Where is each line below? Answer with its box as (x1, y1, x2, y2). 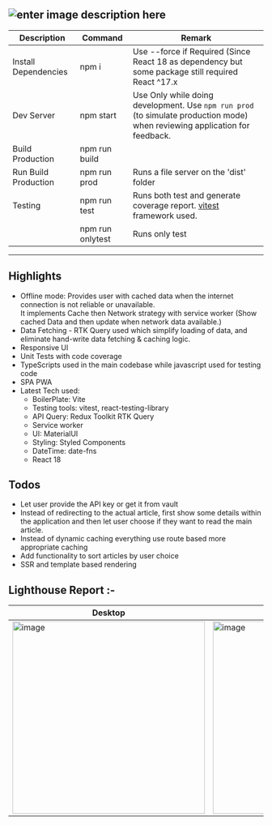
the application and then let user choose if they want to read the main (19, 516, 253, 527)
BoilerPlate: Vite (32, 394, 87, 404)
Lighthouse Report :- (8, 583, 116, 596)
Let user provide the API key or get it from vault (19, 499, 179, 509)
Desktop (91, 607, 125, 618)
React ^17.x (132, 76, 178, 88)
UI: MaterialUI (32, 429, 79, 438)
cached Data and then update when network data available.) (19, 317, 222, 327)
